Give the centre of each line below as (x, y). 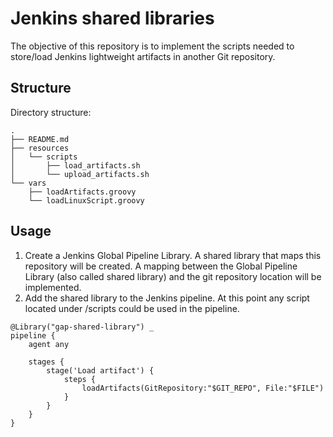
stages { (46, 362)
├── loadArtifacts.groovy (82, 192)
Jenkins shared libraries (112, 18)
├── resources (40, 148)
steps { (80, 379)
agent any (49, 344)
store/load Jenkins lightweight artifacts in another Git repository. (143, 56)
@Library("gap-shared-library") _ (82, 327)
